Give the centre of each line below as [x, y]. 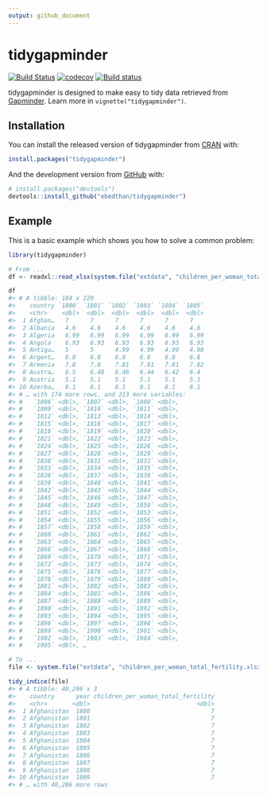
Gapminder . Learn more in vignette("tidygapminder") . [97, 101]
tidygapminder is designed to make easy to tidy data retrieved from [118, 92]
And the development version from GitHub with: [86, 175]
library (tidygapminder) [48, 255]
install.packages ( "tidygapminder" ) [67, 160]
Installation [37, 125]
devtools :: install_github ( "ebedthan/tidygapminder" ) [97, 197]
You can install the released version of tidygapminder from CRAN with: [124, 145]
